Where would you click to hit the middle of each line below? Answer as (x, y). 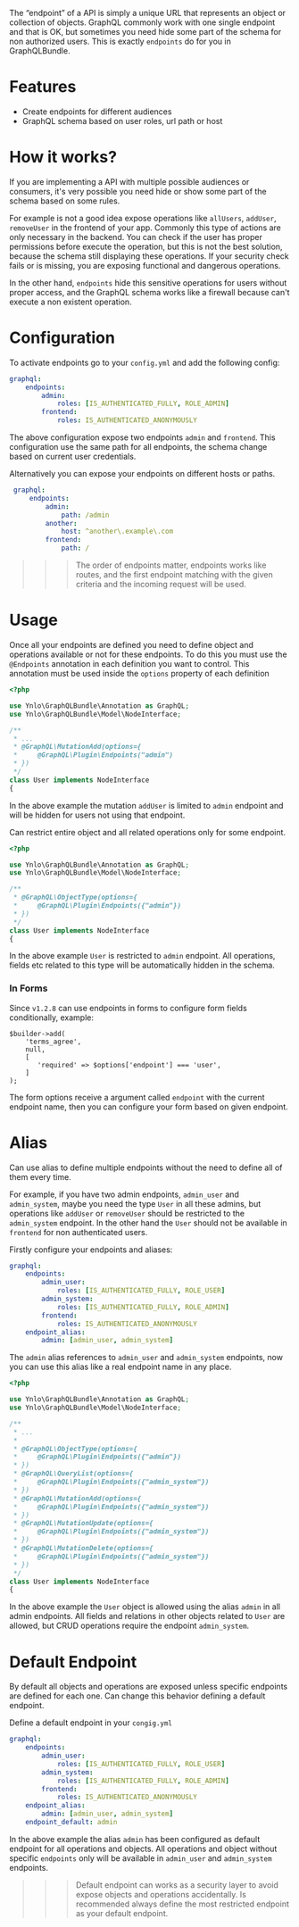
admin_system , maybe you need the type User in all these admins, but (135, 1203)
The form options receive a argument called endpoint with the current (137, 1097)
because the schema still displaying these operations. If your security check (149, 256)
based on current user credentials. (73, 457)
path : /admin (85, 515)
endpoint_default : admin (71, 1823)
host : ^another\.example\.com (117, 532)
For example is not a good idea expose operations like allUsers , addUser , (143, 218)
